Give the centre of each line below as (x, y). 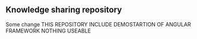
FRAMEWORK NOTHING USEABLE (48, 31)
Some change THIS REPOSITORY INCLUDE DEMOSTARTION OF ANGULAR (98, 24)
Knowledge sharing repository (64, 10)
